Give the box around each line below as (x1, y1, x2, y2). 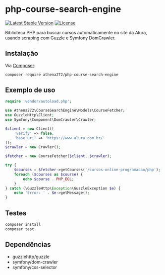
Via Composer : (5, 62, 36, 68)
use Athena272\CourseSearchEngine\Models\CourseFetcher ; (5, 108, 125, 113)
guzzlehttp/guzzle (12, 254, 50, 260)
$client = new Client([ (5, 126, 55, 131)
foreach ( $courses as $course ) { (14, 172, 83, 177)
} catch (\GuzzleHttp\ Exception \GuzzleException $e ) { (5, 185, 121, 191)
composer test (5, 226, 35, 232)
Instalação (5, 49, 39, 58)
